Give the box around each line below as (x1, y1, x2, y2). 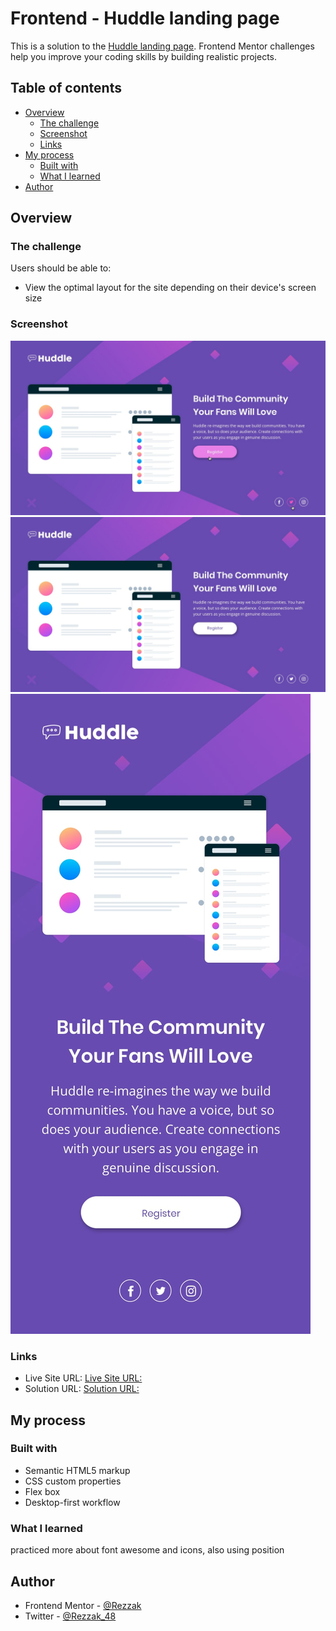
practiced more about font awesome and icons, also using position (10, 1544, 285, 1556)
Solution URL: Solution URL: (24, 1383, 140, 1395)
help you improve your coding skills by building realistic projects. (10, 50, 278, 62)
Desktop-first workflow (24, 1496, 121, 1508)
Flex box (24, 1485, 61, 1497)
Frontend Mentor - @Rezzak (24, 1599, 142, 1611)
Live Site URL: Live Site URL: (24, 1372, 143, 1384)
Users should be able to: (10, 262, 112, 274)
